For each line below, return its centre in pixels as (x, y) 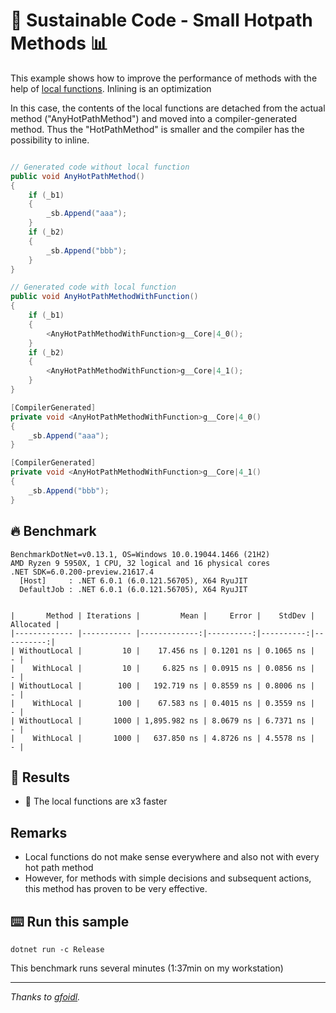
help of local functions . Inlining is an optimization (111, 88)
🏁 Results (40, 777)
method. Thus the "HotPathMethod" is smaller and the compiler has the (157, 129)
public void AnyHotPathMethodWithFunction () (104, 297)
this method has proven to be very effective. (116, 889)
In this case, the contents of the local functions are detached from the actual (168, 108)
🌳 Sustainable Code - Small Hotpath (161, 20)
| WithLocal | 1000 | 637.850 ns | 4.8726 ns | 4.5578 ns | (162, 738)
